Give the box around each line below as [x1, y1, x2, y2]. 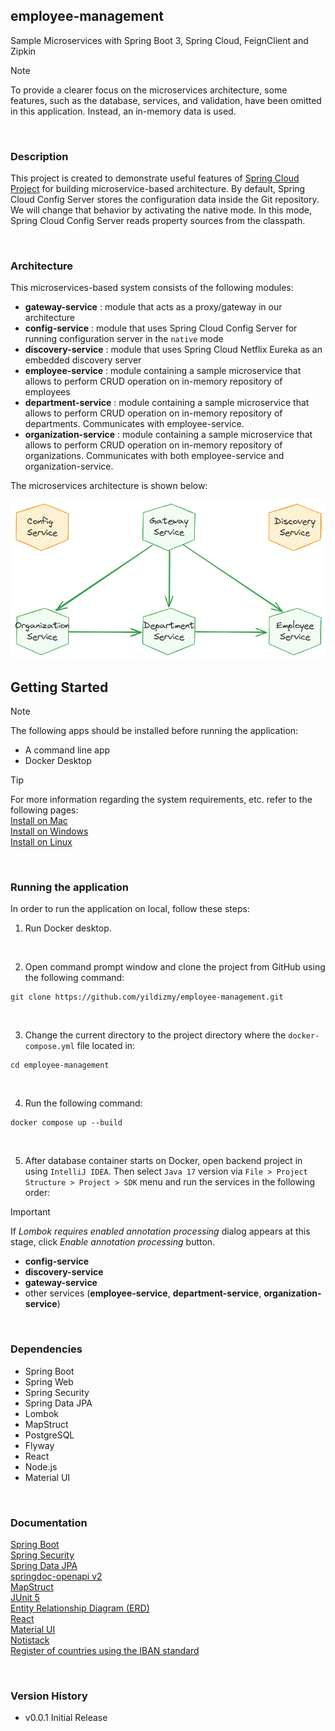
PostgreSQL [24, 1429, 75, 1441]
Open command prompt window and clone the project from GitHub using [24, 961, 326, 973]
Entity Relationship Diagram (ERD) [10, 1602, 150, 1614]
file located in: [76, 1040, 136, 1052]
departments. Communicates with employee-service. [24, 418, 245, 430]
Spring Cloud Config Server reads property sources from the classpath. [10, 215, 306, 227]
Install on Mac [10, 815, 68, 827]
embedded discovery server [24, 354, 142, 366]
